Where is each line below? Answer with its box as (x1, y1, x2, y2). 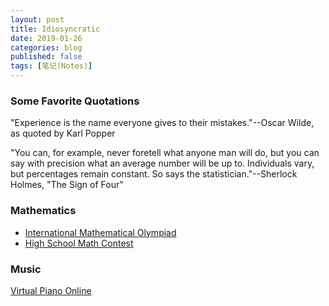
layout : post (10, 14, 65, 25)
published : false (10, 52, 83, 62)
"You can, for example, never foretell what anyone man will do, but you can (10, 147, 320, 159)
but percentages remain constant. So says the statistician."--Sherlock (10, 168, 298, 180)
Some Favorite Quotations (10, 94, 140, 108)
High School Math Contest (24, 237, 134, 249)
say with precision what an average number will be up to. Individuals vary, (10, 157, 315, 170)
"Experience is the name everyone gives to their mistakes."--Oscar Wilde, (10, 117, 315, 129)
